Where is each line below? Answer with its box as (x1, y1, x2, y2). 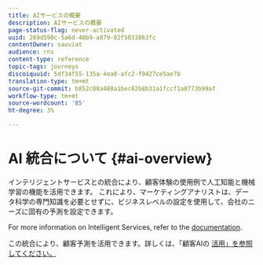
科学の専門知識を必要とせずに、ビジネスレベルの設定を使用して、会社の (14, 197, 249, 206)
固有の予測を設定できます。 (28, 206, 118, 216)
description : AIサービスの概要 (8, 19, 102, 27)
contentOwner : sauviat (8, 41, 82, 49)
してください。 (8, 248, 57, 258)
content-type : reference (8, 56, 89, 64)
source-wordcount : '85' (8, 99, 86, 107)
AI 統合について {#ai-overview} (8, 150, 214, 167)
